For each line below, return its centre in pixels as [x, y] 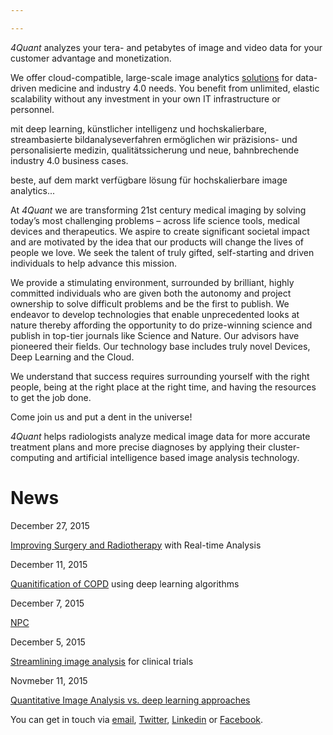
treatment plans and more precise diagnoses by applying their [138, 447]
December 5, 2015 [48, 642]
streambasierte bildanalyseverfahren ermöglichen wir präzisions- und [154, 139]
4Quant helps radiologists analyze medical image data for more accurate [160, 436]
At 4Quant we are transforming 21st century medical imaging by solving [158, 210]
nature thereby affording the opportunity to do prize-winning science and [161, 325]
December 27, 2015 [50, 525]
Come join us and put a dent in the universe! [101, 417]
